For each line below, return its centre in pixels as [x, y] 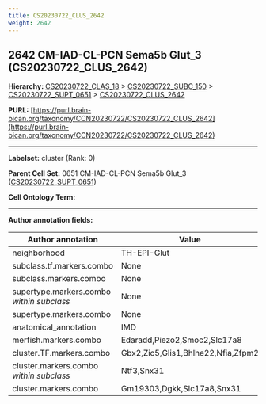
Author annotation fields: [51, 220]
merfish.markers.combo [57, 340]
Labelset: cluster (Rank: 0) [52, 158]
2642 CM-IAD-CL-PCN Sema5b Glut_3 [105, 55]
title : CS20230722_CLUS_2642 [56, 15]
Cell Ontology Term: [42, 197]
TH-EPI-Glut [145, 253]
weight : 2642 [30, 23]
